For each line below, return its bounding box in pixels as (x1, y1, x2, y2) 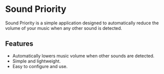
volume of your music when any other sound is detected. (5, 25, 122, 31)
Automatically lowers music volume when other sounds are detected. (12, 53, 155, 59)
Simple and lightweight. (12, 58, 61, 64)
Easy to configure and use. (12, 63, 68, 69)
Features (5, 40, 33, 48)
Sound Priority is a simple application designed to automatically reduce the (5, 20, 159, 26)
